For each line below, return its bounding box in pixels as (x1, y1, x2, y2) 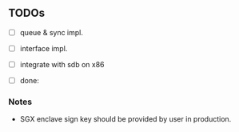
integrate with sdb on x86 (19, 59, 106, 69)
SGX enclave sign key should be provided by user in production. (19, 114, 232, 124)
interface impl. (19, 43, 68, 53)
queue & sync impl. (19, 27, 84, 37)
